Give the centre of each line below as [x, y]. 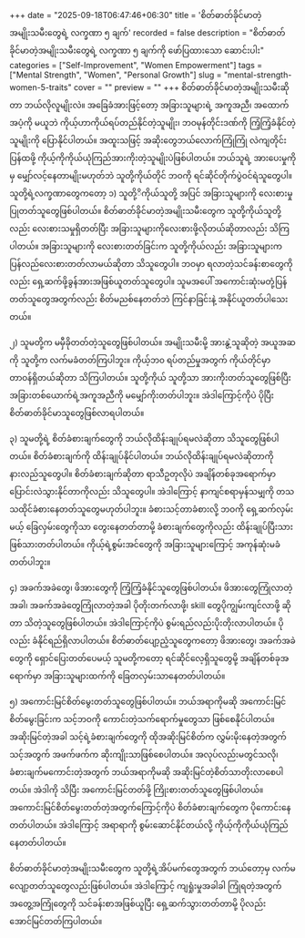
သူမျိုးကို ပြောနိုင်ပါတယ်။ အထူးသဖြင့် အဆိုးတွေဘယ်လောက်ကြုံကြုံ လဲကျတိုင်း [148, 140]
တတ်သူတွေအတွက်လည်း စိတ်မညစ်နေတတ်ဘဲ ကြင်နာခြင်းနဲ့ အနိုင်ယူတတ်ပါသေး [149, 299]
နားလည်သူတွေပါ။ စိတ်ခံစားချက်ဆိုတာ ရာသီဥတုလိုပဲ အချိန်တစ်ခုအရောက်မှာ [142, 474]
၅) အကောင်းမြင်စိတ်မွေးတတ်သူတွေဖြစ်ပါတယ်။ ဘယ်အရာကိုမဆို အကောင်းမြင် [148, 701]
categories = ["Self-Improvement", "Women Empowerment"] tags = [136, 65]
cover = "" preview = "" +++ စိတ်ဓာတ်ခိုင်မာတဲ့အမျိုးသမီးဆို [181, 87]
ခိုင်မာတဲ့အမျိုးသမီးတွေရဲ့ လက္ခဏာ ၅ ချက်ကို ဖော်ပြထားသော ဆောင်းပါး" [137, 50]
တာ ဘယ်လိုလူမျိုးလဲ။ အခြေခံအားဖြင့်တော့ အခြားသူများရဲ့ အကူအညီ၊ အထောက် [149, 105]
